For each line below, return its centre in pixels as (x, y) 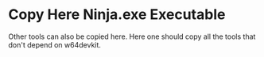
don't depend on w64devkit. (55, 44)
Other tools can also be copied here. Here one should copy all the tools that (132, 36)
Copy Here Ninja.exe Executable (117, 15)
